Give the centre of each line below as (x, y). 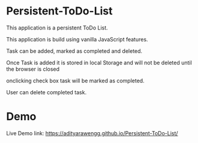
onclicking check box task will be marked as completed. (76, 81)
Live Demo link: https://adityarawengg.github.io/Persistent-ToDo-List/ (92, 133)
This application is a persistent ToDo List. (57, 28)
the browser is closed (33, 69)
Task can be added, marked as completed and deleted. (74, 51)
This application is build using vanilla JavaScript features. (77, 39)
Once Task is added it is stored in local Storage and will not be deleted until (99, 62)
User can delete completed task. (46, 92)
